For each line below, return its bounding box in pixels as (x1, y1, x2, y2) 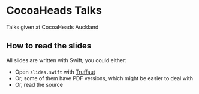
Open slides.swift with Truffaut (14, 68, 96, 75)
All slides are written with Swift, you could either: (6, 56, 127, 63)
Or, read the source (14, 81, 63, 88)
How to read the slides (6, 41, 92, 51)
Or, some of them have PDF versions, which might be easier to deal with (14, 74, 194, 81)
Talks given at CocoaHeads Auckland (6, 23, 99, 31)
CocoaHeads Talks (6, 4, 102, 17)
